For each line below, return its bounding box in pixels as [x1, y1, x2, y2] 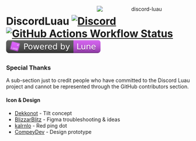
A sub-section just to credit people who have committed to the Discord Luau [6, 77, 190, 84]
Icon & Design [6, 97, 41, 104]
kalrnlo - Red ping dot [14, 122, 67, 129]
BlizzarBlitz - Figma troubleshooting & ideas [14, 116, 121, 123]
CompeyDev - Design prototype [14, 128, 92, 135]
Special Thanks [6, 64, 51, 72]
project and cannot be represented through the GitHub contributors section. [6, 83, 189, 90]
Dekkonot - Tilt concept [14, 109, 72, 116]
